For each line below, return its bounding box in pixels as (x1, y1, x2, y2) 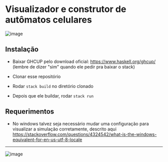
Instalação (5, 45, 39, 53)
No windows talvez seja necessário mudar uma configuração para (12, 120, 149, 126)
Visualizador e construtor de (5, 3, 126, 15)
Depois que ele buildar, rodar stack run (12, 92, 94, 98)
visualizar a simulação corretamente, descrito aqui (12, 126, 116, 132)
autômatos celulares (5, 14, 92, 25)
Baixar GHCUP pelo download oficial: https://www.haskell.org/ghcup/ (12, 58, 156, 64)
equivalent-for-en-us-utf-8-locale (12, 136, 82, 142)
